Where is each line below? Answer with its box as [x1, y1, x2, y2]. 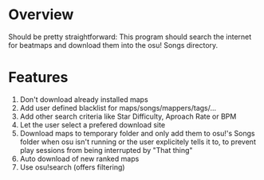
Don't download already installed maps [19, 94, 149, 104]
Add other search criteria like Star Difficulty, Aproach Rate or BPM [19, 112, 237, 121]
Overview [8, 6, 74, 24]
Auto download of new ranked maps [19, 154, 140, 163]
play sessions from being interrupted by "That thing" [19, 145, 193, 155]
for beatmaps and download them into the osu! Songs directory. [8, 40, 219, 49]
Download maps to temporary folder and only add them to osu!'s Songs [19, 128, 255, 138]
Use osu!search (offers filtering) [19, 162, 125, 172]
